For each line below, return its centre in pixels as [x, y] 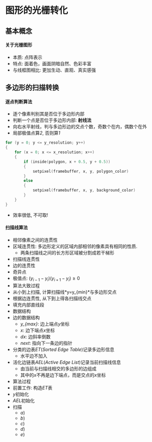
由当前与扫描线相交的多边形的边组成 [58, 368]
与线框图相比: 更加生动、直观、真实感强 [54, 70]
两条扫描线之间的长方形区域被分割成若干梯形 [67, 252]
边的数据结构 [26, 317]
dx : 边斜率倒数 [35, 336]
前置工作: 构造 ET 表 [32, 388]
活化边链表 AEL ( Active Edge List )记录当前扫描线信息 [67, 362]
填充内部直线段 [28, 305]
